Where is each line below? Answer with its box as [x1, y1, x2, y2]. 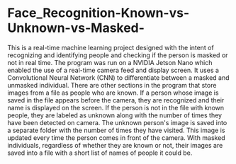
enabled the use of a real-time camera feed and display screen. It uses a [7, 66, 220, 74]
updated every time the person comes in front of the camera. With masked [7, 133, 225, 142]
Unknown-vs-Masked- [7, 20, 145, 36]
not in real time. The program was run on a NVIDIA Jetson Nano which [7, 58, 213, 66]
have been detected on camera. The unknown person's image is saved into [7, 118, 227, 127]
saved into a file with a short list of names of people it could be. [7, 148, 193, 157]
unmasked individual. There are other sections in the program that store [7, 81, 217, 89]
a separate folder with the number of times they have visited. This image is [7, 126, 225, 134]
